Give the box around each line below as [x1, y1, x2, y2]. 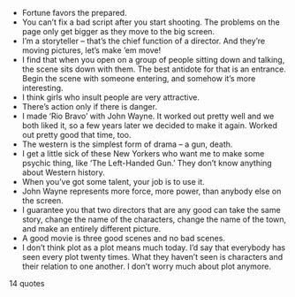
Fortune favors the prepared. [21, 8, 127, 18]
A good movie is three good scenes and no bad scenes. [21, 233, 225, 243]
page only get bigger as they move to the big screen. [21, 27, 215, 36]
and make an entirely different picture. [21, 224, 162, 233]
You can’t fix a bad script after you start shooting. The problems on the [21, 17, 281, 27]
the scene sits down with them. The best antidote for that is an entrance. [21, 64, 287, 74]
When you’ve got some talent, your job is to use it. [21, 177, 205, 187]
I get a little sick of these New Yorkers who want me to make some [21, 148, 265, 158]
